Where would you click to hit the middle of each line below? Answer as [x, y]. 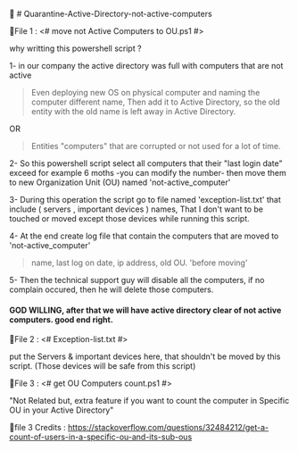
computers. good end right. [61, 319]
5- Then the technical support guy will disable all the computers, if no [137, 280]
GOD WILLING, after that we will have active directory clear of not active [145, 310]
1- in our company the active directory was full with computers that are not [146, 66]
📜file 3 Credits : [38, 428]
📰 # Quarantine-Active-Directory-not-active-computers [111, 14]
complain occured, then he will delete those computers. [112, 289]
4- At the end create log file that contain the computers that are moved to [144, 236]
